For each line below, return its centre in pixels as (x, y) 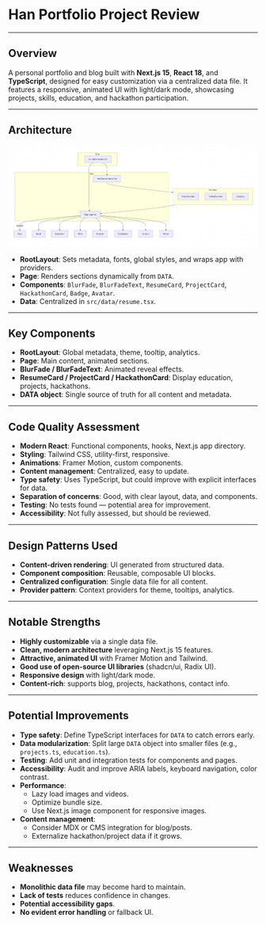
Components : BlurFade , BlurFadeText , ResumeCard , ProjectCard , (123, 284)
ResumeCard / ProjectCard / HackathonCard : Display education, (126, 378)
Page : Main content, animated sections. (84, 361)
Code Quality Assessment (74, 426)
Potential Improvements (68, 716)
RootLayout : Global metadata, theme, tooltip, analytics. (110, 352)
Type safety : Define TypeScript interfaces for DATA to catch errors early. (137, 735)
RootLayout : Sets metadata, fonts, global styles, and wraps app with (131, 259)
